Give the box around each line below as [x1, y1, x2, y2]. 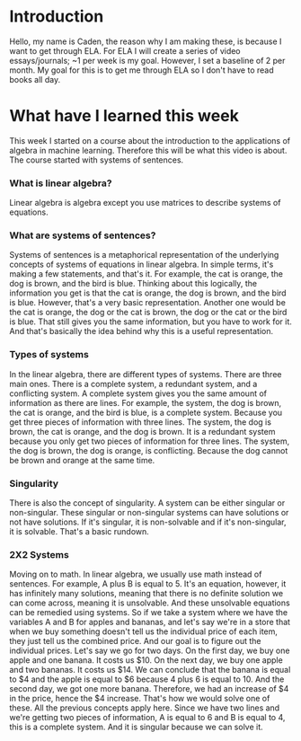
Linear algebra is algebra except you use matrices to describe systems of [9, 198, 281, 208]
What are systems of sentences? [9, 229, 156, 242]
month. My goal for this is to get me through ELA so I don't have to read [9, 65, 274, 75]
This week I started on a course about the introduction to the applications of [9, 135, 290, 146]
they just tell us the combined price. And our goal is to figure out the [9, 636, 261, 647]
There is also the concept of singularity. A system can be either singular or [9, 498, 286, 508]
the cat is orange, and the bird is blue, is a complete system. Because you [9, 407, 283, 418]
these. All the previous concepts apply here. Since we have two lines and [9, 702, 280, 713]
